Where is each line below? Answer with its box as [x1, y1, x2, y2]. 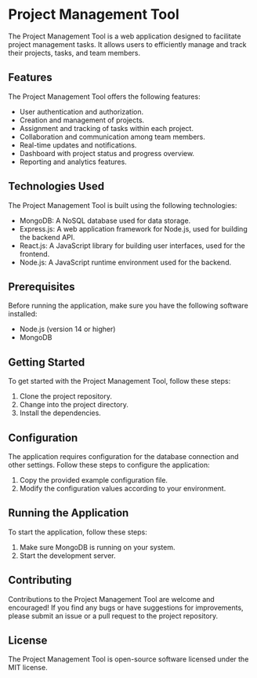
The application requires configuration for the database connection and [8, 452, 239, 461]
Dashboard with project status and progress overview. [19, 148, 194, 158]
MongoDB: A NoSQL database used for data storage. [19, 216, 191, 225]
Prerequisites [8, 280, 75, 293]
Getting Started [8, 355, 85, 369]
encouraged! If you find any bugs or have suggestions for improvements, [8, 603, 244, 612]
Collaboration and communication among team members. [19, 132, 206, 141]
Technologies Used [8, 180, 104, 193]
